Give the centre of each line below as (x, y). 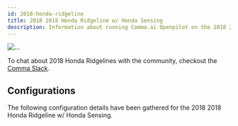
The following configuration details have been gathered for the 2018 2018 (114, 108)
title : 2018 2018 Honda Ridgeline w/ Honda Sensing (85, 21)
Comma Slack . (28, 69)
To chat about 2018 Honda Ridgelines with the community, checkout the (112, 61)
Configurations (41, 90)
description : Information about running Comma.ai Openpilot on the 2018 (117, 27)
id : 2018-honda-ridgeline (45, 14)
